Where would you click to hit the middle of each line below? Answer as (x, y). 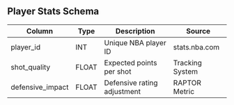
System (186, 71)
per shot (118, 71)
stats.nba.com (196, 47)
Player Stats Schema (53, 11)
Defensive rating (131, 83)
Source (198, 31)
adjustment (123, 91)
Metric (184, 91)
